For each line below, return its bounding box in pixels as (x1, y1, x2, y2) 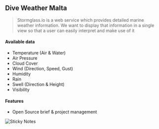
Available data (5, 39, 35, 45)
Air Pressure (12, 55, 38, 61)
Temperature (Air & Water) (12, 50, 66, 56)
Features (5, 98, 24, 104)
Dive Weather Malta (5, 4, 67, 12)
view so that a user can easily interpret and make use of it (17, 27, 135, 34)
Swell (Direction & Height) (12, 82, 65, 87)
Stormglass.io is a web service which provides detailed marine (17, 17, 144, 23)
